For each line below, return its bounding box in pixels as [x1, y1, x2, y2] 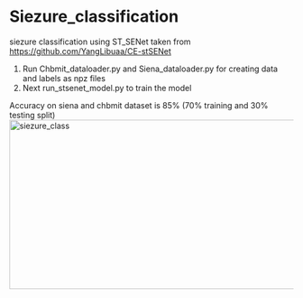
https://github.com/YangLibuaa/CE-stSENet [9, 45, 171, 56]
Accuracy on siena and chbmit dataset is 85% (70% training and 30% [9, 99, 269, 110]
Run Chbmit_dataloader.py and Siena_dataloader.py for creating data [22, 63, 278, 74]
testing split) [9, 109, 56, 120]
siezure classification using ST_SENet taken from [9, 36, 191, 47]
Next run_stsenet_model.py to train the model [22, 82, 192, 93]
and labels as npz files [22, 72, 106, 83]
